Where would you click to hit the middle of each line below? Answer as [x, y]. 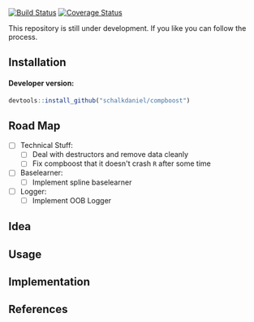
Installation [37, 62]
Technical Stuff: [46, 146]
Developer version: [41, 83]
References [38, 309]
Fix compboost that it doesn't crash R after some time [121, 163]
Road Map [34, 126]
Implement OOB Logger [72, 200]
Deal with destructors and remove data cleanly [110, 154]
